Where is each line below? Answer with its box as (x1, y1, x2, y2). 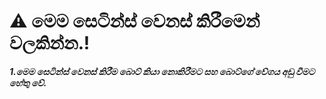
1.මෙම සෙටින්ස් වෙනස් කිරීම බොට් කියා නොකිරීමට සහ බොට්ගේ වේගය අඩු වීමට (9, 65, 316, 77)
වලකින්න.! (9, 32, 91, 55)
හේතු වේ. (9, 76, 47, 89)
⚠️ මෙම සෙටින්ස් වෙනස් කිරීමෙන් (9, 10, 261, 33)
